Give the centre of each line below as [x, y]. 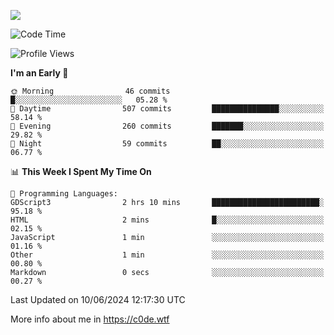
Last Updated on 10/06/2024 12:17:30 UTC [98, 299]
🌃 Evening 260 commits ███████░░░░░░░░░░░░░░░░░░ [167, 126]
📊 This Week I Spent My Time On [81, 171]
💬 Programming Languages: [64, 194]
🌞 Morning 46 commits [90, 91]
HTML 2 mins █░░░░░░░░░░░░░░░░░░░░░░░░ [167, 220]
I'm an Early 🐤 [39, 73]
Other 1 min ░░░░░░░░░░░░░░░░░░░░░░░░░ [167, 255]
